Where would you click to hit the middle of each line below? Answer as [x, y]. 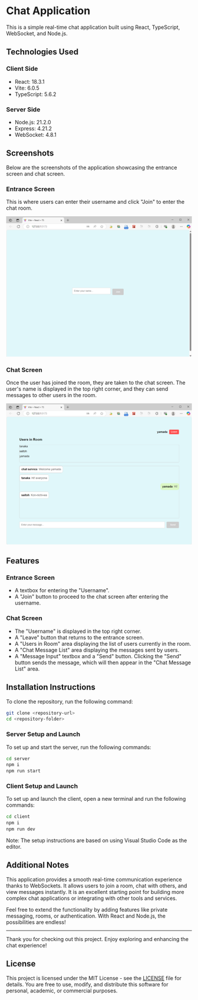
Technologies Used [42, 52]
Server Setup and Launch [43, 734]
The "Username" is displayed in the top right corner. [78, 631]
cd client [18, 817]
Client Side [22, 69]
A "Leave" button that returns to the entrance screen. [79, 637]
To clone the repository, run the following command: [70, 701]
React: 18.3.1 [29, 81]
